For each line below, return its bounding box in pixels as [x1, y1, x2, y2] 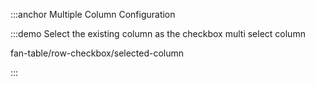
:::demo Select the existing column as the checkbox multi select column [10, 28, 306, 39]
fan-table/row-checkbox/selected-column [10, 47, 185, 59]
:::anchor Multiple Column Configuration [10, 9, 176, 20]
